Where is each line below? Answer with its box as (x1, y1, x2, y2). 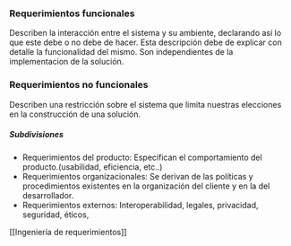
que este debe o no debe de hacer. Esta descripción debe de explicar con (9, 37, 282, 48)
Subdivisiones (9, 129, 64, 140)
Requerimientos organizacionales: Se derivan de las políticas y (21, 171, 253, 181)
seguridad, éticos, (21, 209, 90, 220)
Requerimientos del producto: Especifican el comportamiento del (21, 152, 262, 163)
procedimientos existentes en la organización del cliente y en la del (21, 180, 270, 191)
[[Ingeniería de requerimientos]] (9, 226, 127, 237)
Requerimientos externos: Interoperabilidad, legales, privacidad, (21, 199, 259, 210)
